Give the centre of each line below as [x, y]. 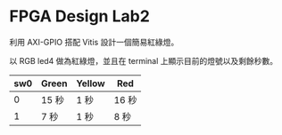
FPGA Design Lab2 [79, 16]
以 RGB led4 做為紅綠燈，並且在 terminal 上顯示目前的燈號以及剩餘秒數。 [144, 60]
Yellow [91, 83]
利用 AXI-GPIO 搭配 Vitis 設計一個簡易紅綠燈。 [94, 42]
